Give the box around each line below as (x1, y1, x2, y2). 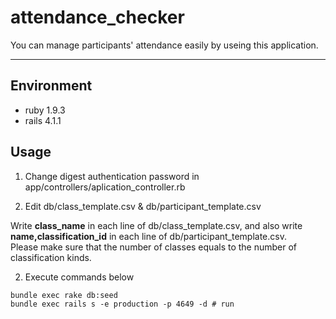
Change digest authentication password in (24, 170, 200, 182)
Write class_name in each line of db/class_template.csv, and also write (10, 219, 303, 231)
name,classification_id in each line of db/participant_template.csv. (10, 230, 287, 242)
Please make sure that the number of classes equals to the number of (10, 241, 298, 253)
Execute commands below (24, 271, 135, 283)
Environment (10, 77, 93, 95)
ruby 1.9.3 (24, 104, 66, 116)
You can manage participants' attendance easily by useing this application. (10, 39, 319, 51)
